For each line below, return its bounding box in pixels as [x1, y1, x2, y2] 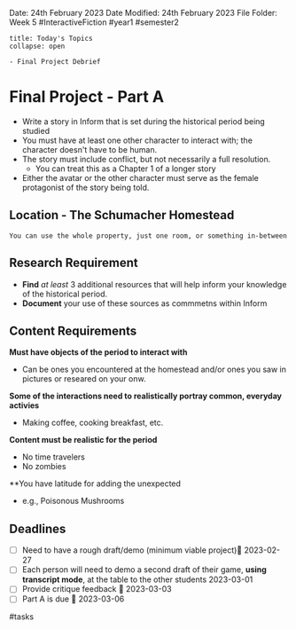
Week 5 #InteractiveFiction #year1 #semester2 [9, 17, 180, 28]
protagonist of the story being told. [21, 182, 150, 193]
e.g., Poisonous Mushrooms [21, 496, 125, 507]
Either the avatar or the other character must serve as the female [21, 172, 260, 183]
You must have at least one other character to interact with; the [21, 135, 253, 145]
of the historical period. [21, 288, 108, 299]
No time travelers [21, 452, 86, 462]
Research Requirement [9, 256, 139, 271]
